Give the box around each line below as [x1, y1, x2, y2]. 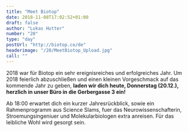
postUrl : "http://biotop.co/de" [6, 42, 86, 48]
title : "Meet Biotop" [6, 8, 60, 15]
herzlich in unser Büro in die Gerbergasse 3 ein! [6, 88, 126, 95]
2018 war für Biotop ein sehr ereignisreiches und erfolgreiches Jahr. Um [6, 69, 183, 76]
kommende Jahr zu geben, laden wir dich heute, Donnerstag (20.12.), [6, 81, 179, 89]
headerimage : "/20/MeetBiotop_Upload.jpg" [6, 48, 113, 54]
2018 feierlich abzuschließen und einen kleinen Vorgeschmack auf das [6, 76, 179, 83]
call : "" [6, 53, 28, 59]
